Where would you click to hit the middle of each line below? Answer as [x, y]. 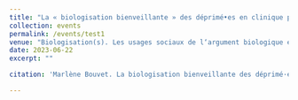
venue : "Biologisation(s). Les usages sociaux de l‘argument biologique [146, 42]
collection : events [45, 26]
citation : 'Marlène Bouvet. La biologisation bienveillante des [130, 75]
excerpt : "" [31, 58]
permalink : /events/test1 [57, 34]
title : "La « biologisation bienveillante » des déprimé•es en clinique [146, 17]
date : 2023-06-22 [41, 50]
